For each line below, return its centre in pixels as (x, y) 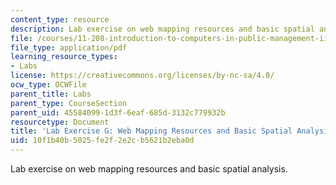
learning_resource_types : (64, 57)
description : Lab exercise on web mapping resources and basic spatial (162, 29)
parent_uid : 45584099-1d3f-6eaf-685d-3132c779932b (118, 112)
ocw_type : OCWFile (48, 85)
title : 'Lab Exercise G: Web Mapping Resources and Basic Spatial (151, 131)
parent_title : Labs (51, 94)
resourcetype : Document (60, 122)
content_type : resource (60, 19)
